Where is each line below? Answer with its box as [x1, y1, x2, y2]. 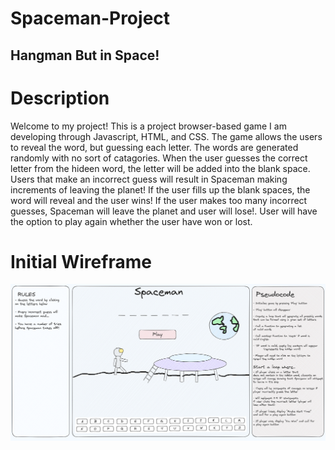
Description [10, 87, 110, 109]
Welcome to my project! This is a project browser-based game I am [10, 120, 287, 132]
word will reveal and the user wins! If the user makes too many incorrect [10, 194, 308, 206]
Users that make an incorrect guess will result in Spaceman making [10, 173, 288, 185]
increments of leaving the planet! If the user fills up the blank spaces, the [10, 183, 311, 196]
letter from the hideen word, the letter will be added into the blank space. [10, 162, 311, 174]
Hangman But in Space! [10, 47, 160, 64]
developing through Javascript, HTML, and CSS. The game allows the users [10, 130, 323, 142]
